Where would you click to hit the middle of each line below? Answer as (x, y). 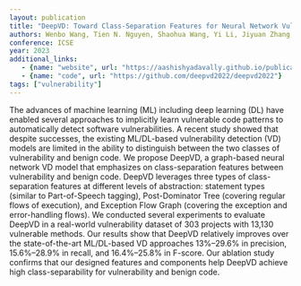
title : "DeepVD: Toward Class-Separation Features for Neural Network (144, 26)
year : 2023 (30, 51)
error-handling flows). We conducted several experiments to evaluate (138, 214)
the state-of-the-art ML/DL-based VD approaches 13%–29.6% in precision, (148, 243)
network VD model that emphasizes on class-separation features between (146, 167)
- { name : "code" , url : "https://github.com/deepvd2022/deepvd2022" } (151, 76)
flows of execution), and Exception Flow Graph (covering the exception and (149, 205)
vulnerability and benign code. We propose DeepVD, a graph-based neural (147, 157)
